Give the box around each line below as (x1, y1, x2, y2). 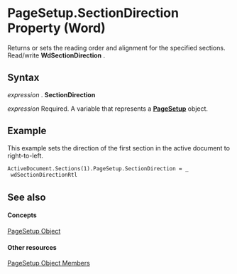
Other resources (7, 243, 57, 251)
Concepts (7, 211, 37, 219)
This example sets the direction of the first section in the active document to (7, 143, 231, 152)
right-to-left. (7, 151, 44, 160)
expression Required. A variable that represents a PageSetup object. (7, 104, 208, 113)
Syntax (7, 72, 40, 84)
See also (7, 191, 46, 203)
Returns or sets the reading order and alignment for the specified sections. (7, 43, 226, 52)
